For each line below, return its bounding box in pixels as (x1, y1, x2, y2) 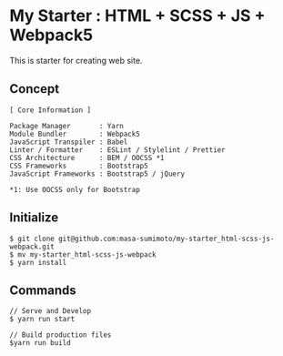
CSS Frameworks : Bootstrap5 (9, 161, 148, 170)
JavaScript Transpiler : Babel (9, 137, 128, 147)
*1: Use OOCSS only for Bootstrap (9, 185, 141, 194)
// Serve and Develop (9, 307, 92, 316)
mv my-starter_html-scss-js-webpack (17, 249, 157, 259)
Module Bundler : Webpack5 (9, 129, 141, 138)
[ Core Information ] (9, 106, 92, 115)
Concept (9, 81, 60, 97)
